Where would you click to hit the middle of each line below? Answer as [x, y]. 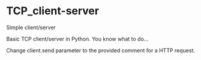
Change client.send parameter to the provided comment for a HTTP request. [101, 50]
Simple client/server [31, 27]
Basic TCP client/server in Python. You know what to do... [77, 39]
